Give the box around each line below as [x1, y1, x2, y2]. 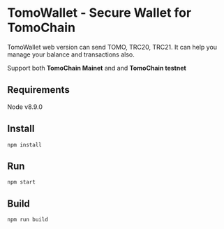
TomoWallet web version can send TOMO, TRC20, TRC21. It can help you [7, 43, 218, 51]
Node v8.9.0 [7, 103, 43, 111]
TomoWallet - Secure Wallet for [7, 5, 192, 21]
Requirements [7, 84, 70, 96]
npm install [7, 141, 42, 148]
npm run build [7, 216, 49, 223]
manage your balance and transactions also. [7, 50, 135, 59]
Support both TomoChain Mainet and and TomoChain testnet [7, 64, 186, 72]
